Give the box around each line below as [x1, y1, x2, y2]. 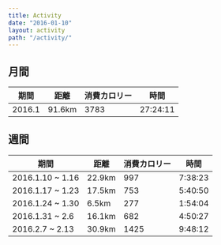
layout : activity [8, 26, 66, 34]
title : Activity [8, 11, 62, 20]
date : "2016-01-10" [8, 19, 73, 27]
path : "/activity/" [8, 33, 73, 42]
